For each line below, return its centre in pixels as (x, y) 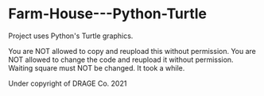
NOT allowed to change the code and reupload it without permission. (121, 60)
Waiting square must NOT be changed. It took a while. (97, 67)
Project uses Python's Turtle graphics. (71, 36)
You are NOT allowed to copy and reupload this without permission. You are (132, 51)
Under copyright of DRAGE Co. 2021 (68, 83)
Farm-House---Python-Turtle (108, 14)
